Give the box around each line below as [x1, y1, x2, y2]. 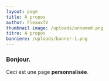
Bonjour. [6, 55, 31, 63]
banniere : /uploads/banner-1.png [6, 36, 88, 42]
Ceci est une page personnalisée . [6, 69, 89, 76]
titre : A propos [6, 31, 46, 36]
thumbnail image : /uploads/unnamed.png [6, 25, 104, 31]
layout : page [6, 8, 38, 15]
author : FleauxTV [6, 19, 49, 25]
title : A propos [6, 14, 46, 20]
